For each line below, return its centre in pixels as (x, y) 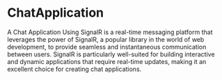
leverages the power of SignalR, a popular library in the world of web (106, 39)
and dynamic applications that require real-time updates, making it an (107, 61)
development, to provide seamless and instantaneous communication (107, 47)
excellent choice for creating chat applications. (74, 69)
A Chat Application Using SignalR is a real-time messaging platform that (110, 32)
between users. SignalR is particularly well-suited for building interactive (111, 54)
